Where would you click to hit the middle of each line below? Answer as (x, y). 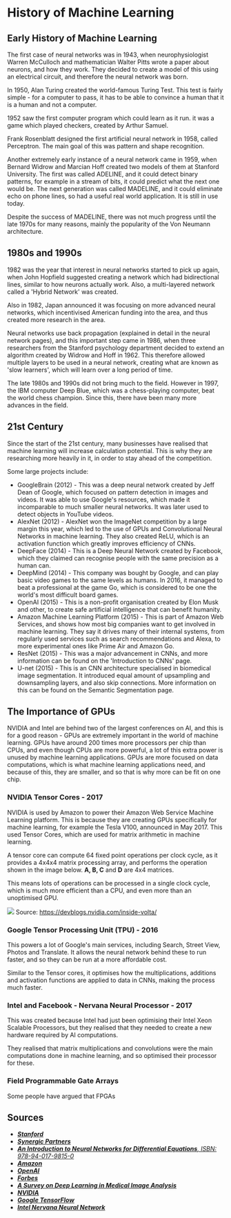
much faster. (25, 988)
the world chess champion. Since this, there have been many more (102, 397)
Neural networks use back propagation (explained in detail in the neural (109, 333)
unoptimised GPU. (33, 897)
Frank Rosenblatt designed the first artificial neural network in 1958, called (113, 139)
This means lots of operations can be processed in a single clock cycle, (109, 883)
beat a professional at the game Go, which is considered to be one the (117, 587)
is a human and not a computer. (52, 104)
